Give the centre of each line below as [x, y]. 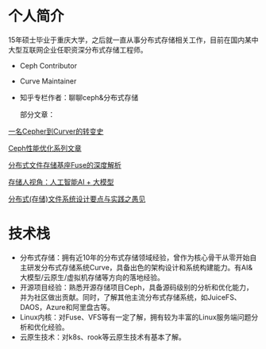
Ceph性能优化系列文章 [45, 148]
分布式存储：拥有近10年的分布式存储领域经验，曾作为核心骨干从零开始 [135, 257]
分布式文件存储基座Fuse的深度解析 [65, 165]
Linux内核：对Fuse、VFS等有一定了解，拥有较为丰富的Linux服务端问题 [135, 317]
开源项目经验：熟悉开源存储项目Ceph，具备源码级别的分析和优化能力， [137, 287]
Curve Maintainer [48, 81]
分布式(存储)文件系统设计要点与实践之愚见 [77, 199]
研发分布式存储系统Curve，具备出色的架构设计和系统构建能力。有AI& [139, 267]
